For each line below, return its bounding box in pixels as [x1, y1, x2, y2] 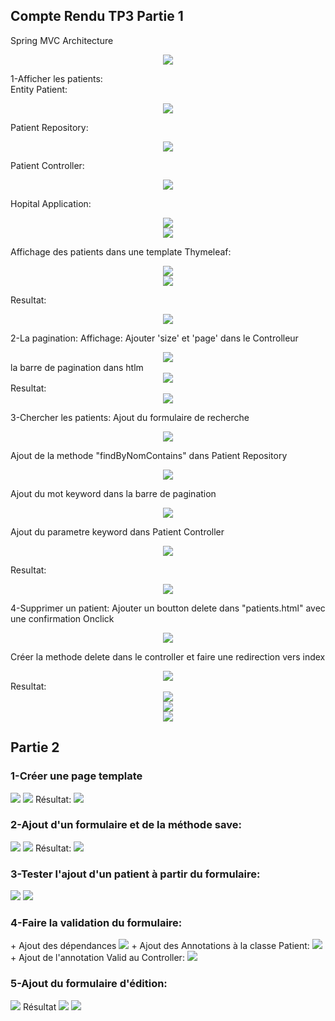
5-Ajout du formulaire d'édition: [10, 977, 168, 991]
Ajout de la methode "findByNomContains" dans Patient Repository [10, 449, 288, 461]
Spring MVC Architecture [10, 34, 114, 46]
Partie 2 [10, 739, 60, 756]
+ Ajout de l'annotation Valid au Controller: [10, 952, 185, 964]
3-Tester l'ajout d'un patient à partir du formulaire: [10, 867, 261, 881]
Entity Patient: [10, 83, 68, 95]
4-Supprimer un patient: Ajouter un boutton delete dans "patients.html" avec [10, 602, 326, 614]
